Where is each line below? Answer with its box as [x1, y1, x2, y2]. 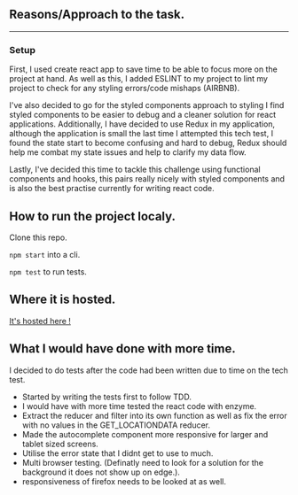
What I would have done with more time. [9, 341, 237, 357]
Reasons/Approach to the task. [9, 7, 185, 22]
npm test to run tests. [9, 266, 87, 277]
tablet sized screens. [21, 438, 99, 449]
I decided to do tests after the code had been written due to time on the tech [9, 365, 288, 375]
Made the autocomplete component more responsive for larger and [21, 429, 269, 439]
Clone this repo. [9, 232, 68, 243]
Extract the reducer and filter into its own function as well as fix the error [21, 410, 287, 421]
